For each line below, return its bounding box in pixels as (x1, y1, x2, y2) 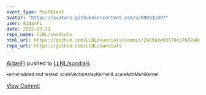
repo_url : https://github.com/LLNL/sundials (6, 43, 122, 49)
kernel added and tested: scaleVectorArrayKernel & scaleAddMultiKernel (6, 71, 159, 77)
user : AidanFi (6, 20, 43, 26)
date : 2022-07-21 (6, 26, 51, 32)
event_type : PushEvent (6, 9, 64, 15)
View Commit (6, 82, 40, 89)
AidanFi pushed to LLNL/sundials (6, 59, 90, 67)
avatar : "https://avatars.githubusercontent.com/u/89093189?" (6, 15, 169, 21)
